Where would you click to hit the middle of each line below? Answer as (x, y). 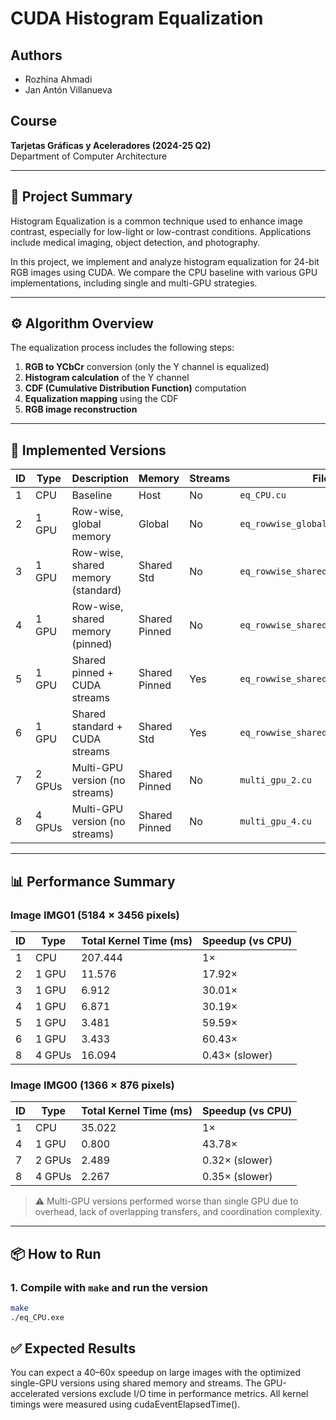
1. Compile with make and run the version (109, 1287)
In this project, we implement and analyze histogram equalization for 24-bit (165, 261)
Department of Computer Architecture (89, 156)
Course (34, 121)
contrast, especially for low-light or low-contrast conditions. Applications (161, 231)
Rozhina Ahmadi (58, 79)
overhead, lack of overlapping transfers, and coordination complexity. (178, 1212)
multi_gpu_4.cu (275, 821)
